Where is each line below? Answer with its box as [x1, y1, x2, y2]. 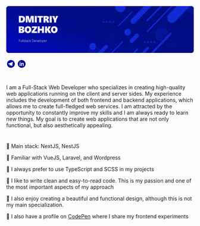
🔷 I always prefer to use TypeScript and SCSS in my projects [6, 166, 155, 173]
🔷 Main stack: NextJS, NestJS [6, 143, 80, 150]
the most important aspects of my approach [6, 184, 114, 191]
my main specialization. [6, 202, 64, 209]
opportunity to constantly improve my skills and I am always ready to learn [6, 109, 189, 117]
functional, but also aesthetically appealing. [6, 122, 113, 129]
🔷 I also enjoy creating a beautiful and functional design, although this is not [6, 195, 192, 202]
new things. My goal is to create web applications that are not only [6, 115, 170, 123]
